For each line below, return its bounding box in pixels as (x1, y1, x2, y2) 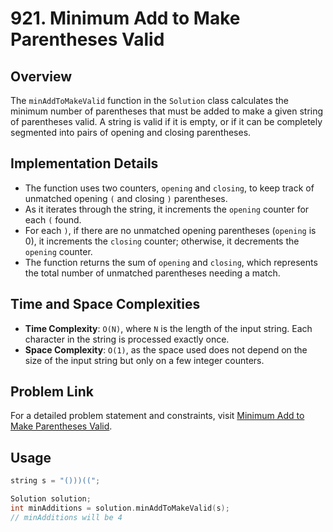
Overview (10, 68, 73, 85)
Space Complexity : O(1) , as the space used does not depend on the (24, 343, 308, 356)
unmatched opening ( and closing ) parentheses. (24, 192, 228, 204)
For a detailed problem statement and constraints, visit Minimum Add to (10, 410, 305, 422)
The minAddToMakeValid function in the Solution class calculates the (10, 95, 289, 106)
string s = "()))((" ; (10, 476, 101, 486)
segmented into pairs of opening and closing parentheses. (10, 127, 252, 138)
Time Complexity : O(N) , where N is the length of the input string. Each (24, 322, 313, 334)
